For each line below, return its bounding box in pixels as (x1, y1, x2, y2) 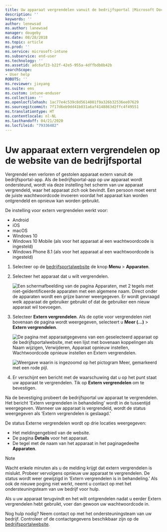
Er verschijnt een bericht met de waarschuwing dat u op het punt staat (12, 374, 157, 381)
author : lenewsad (5, 21, 41, 26)
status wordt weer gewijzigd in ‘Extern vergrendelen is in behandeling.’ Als (5, 476, 158, 482)
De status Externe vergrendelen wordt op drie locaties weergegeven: (5, 420, 147, 426)
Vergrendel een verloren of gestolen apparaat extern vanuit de (5, 171, 133, 177)
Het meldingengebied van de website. (12, 430, 90, 436)
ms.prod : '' (5, 44, 30, 49)
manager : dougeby (5, 30, 41, 35)
